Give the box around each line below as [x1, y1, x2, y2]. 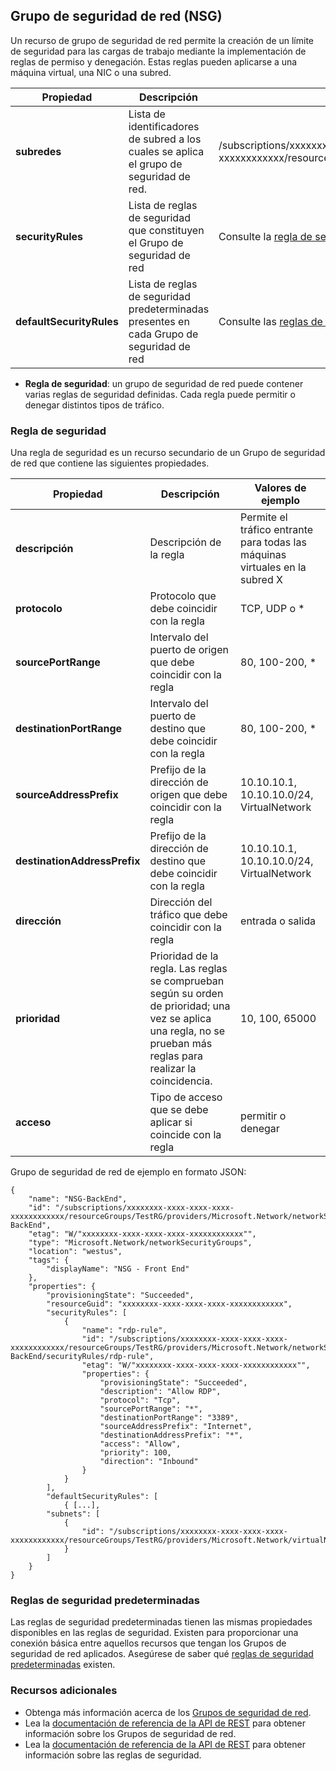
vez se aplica [149, 1012, 212, 1026]
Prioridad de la [149, 949, 219, 963]
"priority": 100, [99, 1448, 172, 1458]
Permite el [240, 510, 288, 524]
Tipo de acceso [149, 1090, 223, 1104]
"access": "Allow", [99, 1439, 182, 1449]
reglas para [149, 1049, 203, 1063]
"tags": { [28, 1255, 70, 1266]
